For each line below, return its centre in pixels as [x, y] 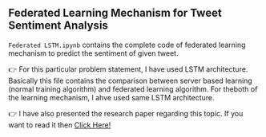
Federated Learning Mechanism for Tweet [115, 13]
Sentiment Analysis [58, 26]
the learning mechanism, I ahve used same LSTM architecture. [111, 97]
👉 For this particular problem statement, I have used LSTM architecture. [128, 69]
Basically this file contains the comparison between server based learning [130, 80]
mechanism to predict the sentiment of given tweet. [93, 53]
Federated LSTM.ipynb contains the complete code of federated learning [127, 45]
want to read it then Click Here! [60, 125]
